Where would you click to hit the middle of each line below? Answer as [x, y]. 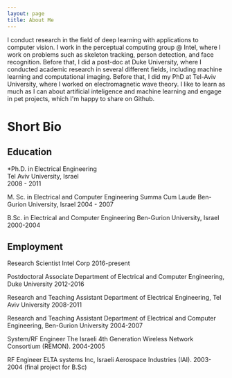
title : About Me [30, 20]
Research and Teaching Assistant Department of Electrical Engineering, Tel [114, 298]
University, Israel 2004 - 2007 [71, 204]
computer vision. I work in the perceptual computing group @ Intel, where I [114, 47]
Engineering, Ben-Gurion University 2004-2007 [75, 325]
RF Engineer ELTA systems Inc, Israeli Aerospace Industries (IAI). [99, 360]
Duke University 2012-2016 [46, 284]
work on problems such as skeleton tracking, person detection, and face [110, 54]
